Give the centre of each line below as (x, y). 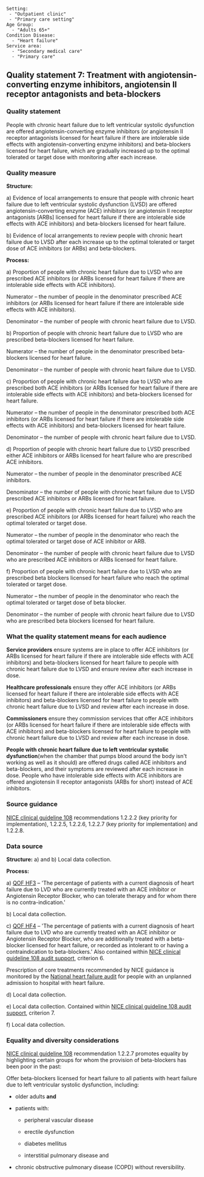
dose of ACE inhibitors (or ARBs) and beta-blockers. (71, 248)
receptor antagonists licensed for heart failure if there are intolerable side (98, 137)
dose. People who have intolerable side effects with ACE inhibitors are (94, 776)
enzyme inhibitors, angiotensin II (114, 85)
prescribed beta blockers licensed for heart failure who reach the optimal (98, 578)
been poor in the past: (34, 1066)
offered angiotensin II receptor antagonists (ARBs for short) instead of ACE (100, 782)
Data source (25, 846)
